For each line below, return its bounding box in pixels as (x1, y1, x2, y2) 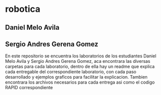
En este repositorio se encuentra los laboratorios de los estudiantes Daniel (5, 53, 157, 59)
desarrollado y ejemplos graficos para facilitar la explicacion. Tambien (5, 74, 148, 80)
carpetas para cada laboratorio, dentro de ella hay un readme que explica (5, 63, 155, 70)
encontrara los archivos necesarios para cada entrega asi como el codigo (5, 79, 155, 85)
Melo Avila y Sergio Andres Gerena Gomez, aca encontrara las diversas (5, 58, 151, 64)
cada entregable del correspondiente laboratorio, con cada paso (5, 69, 137, 75)
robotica (5, 3, 40, 15)
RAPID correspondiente (5, 85, 53, 91)
